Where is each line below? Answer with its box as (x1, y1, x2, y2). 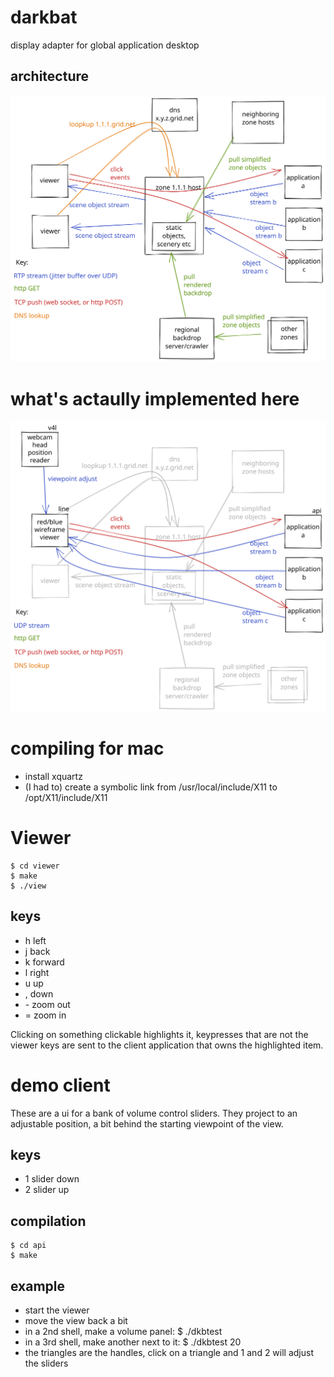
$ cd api (10, 1241, 47, 1251)
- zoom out (24, 998, 71, 1010)
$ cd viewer (10, 861, 60, 871)
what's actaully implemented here (10, 387, 300, 410)
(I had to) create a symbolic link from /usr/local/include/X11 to (24, 781, 278, 793)
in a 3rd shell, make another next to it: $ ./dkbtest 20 (24, 1336, 242, 1348)
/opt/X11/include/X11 (24, 791, 108, 803)
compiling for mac (10, 737, 165, 760)
